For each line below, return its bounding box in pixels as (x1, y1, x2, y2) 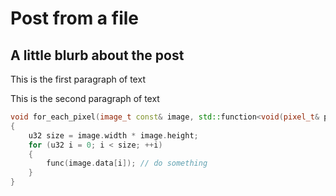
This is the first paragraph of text (10, 73, 146, 85)
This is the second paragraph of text (10, 93, 160, 104)
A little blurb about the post (10, 47, 185, 64)
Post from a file (10, 7, 139, 30)
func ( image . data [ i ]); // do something (46, 158, 208, 169)
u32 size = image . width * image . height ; (28, 130, 199, 141)
